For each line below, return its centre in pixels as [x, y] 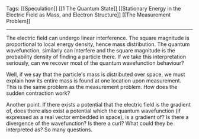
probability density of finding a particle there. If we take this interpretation [96, 57]
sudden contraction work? [38, 93]
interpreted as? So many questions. [49, 130]
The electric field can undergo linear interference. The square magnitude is [98, 38]
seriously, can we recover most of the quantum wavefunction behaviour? [95, 63]
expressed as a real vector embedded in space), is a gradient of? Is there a [97, 117]
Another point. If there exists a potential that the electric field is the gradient [98, 105]
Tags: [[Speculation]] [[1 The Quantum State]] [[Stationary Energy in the [94, 9]
